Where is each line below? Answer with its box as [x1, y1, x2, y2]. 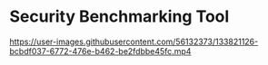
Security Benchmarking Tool [9, 6, 230, 27]
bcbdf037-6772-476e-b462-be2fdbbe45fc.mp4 [9, 45, 192, 56]
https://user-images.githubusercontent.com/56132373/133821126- [9, 36, 259, 47]
